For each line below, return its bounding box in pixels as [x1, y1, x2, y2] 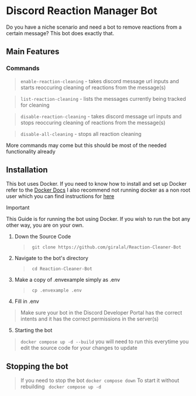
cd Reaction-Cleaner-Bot [32, 266, 92, 272]
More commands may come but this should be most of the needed [6, 142, 167, 149]
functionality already [6, 148, 56, 155]
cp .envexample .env [32, 288, 82, 293]
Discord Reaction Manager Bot [6, 4, 158, 18]
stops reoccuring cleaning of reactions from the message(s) [20, 119, 166, 126]
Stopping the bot [6, 361, 68, 371]
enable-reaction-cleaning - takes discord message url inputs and [20, 77, 180, 84]
